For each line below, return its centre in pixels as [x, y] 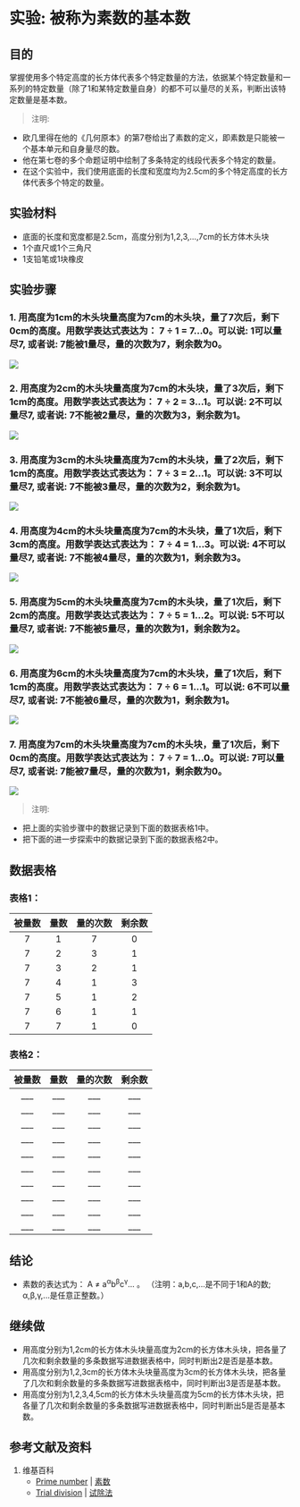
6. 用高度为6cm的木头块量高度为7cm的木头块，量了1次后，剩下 [146, 673]
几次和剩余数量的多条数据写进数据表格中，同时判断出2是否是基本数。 [150, 1360]
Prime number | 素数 [73, 1482]
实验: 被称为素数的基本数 [100, 18]
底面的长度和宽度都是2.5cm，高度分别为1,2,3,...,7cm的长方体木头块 [146, 236]
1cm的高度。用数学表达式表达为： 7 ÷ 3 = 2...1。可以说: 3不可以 [146, 473]
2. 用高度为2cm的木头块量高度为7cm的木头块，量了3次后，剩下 [146, 388]
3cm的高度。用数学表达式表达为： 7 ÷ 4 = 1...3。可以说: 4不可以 [147, 545]
